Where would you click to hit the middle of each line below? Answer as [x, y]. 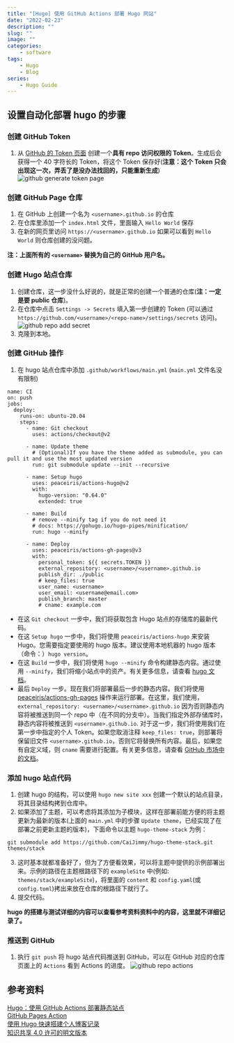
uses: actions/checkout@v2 [71, 434]
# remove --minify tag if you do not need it [100, 520]
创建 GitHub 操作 [36, 353]
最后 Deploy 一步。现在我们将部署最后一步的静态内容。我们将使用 [111, 688]
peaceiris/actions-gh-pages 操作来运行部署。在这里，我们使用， [110, 697]
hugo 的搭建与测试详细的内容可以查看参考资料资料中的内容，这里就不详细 [113, 912]
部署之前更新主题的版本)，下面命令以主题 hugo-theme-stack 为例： [112, 829]
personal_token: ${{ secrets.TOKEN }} [94, 562]
